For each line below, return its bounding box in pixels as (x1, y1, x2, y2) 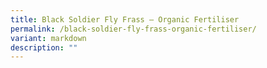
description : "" (10, 42, 78, 53)
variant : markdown (10, 33, 87, 43)
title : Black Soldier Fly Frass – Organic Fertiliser (10, 14, 240, 25)
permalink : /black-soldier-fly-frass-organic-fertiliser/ (10, 24, 257, 34)
